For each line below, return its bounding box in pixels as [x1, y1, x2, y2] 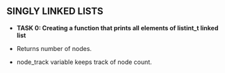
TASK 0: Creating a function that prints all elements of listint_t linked [16, 23, 219, 32]
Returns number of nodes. [16, 44, 92, 52]
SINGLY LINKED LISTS [6, 6, 103, 17]
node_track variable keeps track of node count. [16, 58, 152, 66]
